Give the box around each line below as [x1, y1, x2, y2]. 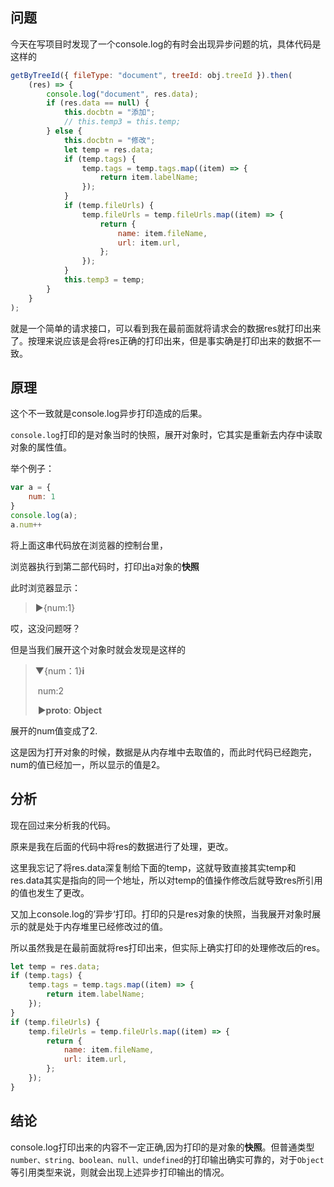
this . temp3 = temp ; [63, 275, 145, 285]
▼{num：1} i [34, 664, 85, 677]
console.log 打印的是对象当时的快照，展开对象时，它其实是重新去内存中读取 [10, 429, 323, 441]
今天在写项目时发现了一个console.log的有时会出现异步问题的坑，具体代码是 [10, 38, 322, 50]
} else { [46, 126, 83, 137]
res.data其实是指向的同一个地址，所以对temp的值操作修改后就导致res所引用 [10, 874, 323, 886]
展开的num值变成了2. [10, 724, 98, 737]
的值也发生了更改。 [10, 886, 90, 898]
